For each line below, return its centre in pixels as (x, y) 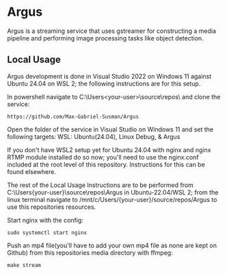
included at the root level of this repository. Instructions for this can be (106, 164)
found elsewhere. (32, 171)
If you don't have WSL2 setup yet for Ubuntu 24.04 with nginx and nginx (109, 150)
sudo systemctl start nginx (47, 233)
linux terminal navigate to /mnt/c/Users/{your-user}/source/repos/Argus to (112, 199)
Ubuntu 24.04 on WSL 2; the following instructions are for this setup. (104, 84)
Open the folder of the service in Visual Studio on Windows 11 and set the (110, 129)
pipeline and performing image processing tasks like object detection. (105, 38)
